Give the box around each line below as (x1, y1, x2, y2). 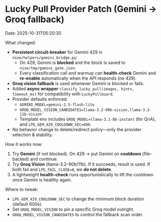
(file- (142, 151, 152, 157)
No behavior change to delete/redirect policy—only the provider (12, 126, 142, 132)
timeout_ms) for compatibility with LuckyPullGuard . (12, 91, 114, 97)
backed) (12, 156, 29, 162)
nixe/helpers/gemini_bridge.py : (12, 54, 78, 60)
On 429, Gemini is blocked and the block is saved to (19, 59, 126, 65)
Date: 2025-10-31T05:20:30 (5, 30, 61, 36)
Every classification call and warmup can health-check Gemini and (19, 70, 156, 76)
